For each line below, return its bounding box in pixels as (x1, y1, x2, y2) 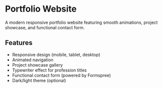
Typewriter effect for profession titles (12, 67, 87, 73)
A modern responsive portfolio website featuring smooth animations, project (5, 19, 158, 25)
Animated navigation (12, 57, 54, 63)
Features (5, 39, 33, 47)
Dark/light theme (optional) (12, 77, 67, 83)
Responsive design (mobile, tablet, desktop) (12, 52, 101, 57)
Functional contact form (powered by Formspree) (12, 72, 111, 78)
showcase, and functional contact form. (5, 24, 85, 30)
